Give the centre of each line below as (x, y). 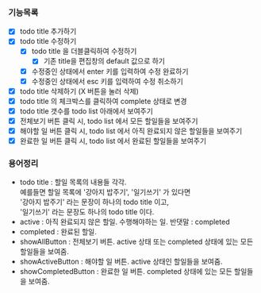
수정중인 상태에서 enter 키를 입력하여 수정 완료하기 (110, 71)
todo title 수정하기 (48, 41)
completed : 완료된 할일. (58, 232)
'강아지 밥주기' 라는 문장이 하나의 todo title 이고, (94, 202)
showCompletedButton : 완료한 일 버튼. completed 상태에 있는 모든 (126, 272)
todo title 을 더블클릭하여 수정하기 (84, 51)
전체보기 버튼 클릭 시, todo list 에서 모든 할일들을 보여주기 (109, 121)
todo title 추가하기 (48, 31)
